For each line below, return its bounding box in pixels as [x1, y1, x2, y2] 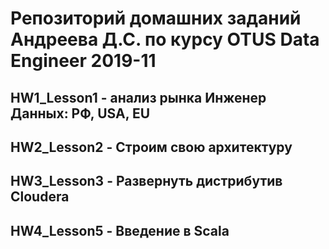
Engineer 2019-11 [10, 50, 157, 72]
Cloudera [10, 188, 70, 206]
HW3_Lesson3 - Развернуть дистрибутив [10, 173, 283, 190]
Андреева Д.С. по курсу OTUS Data [10, 28, 320, 51]
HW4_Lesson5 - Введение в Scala [10, 222, 230, 239]
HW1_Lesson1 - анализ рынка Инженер [10, 89, 267, 106]
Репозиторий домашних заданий [10, 7, 302, 30]
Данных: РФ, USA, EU [10, 105, 151, 122]
